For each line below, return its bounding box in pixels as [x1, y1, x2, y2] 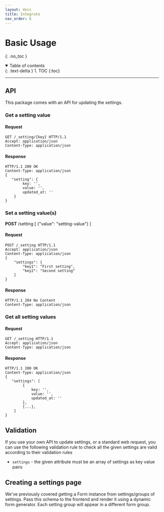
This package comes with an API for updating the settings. [5, 99, 123, 105]
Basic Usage [5, 37, 57, 48]
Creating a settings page [5, 478, 82, 487]
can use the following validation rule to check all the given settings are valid [5, 444, 157, 450]
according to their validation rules [5, 450, 73, 455]
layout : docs [5, 7, 32, 12]
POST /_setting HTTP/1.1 [5, 242, 56, 248]
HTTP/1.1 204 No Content [5, 298, 56, 303]
